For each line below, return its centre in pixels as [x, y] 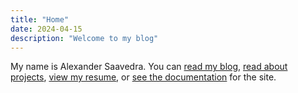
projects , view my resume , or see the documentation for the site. [143, 77]
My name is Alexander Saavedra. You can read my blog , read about [149, 67]
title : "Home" [40, 19]
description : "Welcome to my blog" [84, 38]
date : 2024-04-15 [46, 29]
